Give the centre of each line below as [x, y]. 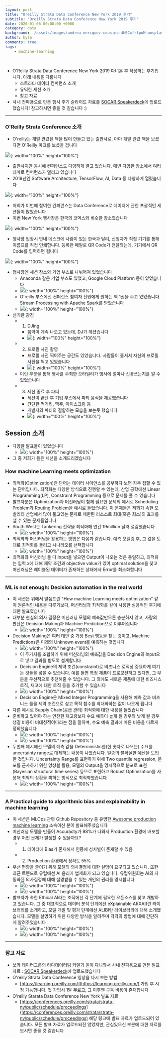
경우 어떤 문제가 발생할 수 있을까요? [46, 838]
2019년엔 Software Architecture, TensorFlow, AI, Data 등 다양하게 [78, 178]
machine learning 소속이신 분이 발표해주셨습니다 [60, 825]
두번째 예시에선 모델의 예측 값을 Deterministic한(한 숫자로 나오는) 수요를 [83, 747]
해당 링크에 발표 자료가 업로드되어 [121, 1018]
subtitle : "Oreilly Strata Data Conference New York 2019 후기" [72, 19]
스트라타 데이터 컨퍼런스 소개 [48, 83]
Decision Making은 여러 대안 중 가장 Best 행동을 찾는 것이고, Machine [81, 636]
